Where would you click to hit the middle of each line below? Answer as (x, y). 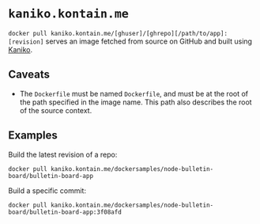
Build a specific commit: (47, 190)
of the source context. (56, 110)
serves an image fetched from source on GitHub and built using (149, 41)
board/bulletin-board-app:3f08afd (65, 212)
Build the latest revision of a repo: (63, 154)
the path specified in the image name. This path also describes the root (136, 102)
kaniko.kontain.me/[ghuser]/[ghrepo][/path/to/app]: (139, 33)
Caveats (29, 75)
